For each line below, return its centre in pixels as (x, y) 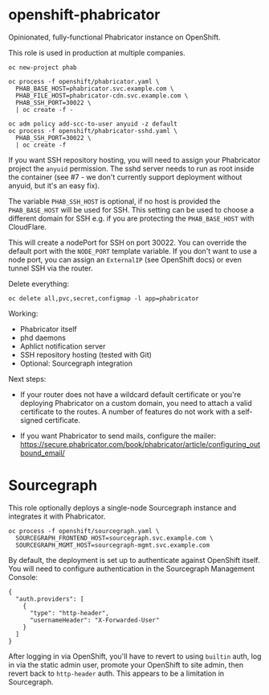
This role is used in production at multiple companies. (97, 52)
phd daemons (43, 337)
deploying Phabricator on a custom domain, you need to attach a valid (136, 403)
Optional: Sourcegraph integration (76, 363)
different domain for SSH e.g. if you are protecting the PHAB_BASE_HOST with (131, 218)
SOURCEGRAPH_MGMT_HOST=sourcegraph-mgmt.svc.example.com (113, 545)
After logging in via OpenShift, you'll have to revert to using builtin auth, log (135, 656)
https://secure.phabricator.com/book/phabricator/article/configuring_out (140, 444)
